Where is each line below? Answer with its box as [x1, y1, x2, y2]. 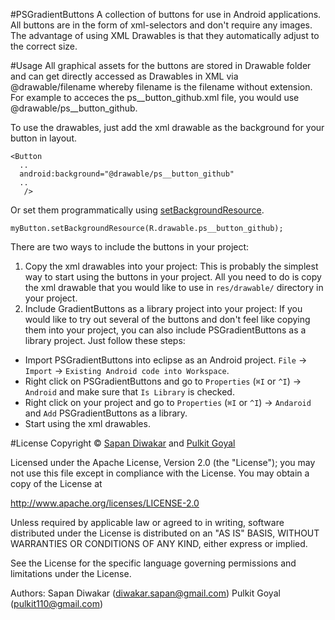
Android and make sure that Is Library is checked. [24, 386, 235, 398]
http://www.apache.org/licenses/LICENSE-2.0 [10, 497, 200, 509]
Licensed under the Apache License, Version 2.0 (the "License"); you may [10, 457, 316, 468]
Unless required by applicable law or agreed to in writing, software [10, 517, 285, 528]
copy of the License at [10, 478, 103, 489]
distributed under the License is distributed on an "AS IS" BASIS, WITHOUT [10, 527, 320, 539]
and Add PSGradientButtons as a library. [24, 407, 188, 419]
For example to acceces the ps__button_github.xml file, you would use [10, 92, 300, 103]
